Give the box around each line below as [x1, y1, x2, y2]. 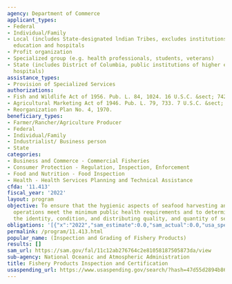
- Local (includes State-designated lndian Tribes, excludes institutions [7, 36, 227, 43]
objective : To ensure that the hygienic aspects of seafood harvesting [7, 203, 217, 210]
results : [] [7, 241, 41, 248]
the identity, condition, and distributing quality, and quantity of [13, 215, 217, 222]
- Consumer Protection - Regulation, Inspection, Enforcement [7, 163, 190, 171]
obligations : [7, 221, 45, 228]
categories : [7, 151, 41, 159]
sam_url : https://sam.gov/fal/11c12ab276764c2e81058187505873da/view [7, 247, 212, 254]
